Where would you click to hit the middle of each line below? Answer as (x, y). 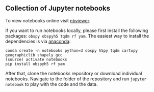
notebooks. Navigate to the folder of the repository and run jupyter (76, 79)
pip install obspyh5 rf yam (35, 64)
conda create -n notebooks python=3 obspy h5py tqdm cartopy (72, 50)
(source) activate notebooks (36, 59)
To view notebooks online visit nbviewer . (48, 20)
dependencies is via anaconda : (38, 41)
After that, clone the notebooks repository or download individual (74, 73)
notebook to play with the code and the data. (52, 84)
